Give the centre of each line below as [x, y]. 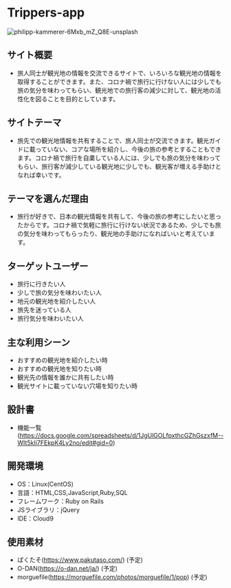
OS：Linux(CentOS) [45, 484]
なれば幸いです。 [41, 175]
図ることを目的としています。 [77, 98]
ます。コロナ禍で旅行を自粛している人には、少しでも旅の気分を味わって [119, 158]
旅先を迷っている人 [44, 310]
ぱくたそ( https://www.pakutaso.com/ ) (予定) [80, 560]
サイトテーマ [34, 123]
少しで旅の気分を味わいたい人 [59, 293]
